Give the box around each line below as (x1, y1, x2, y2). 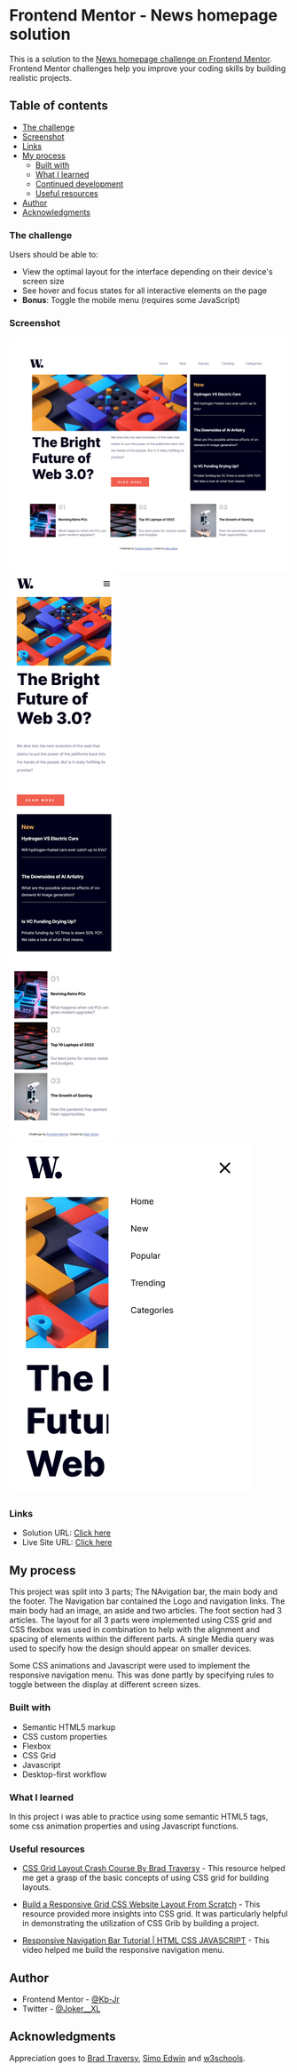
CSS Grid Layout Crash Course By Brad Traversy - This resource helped (21, 1863, 285, 1874)
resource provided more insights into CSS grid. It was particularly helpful (21, 1909, 288, 1919)
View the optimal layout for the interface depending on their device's (21, 267, 273, 277)
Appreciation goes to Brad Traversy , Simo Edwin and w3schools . (9, 2052, 246, 2063)
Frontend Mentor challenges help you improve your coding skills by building (9, 63, 286, 74)
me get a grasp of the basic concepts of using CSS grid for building (21, 1872, 269, 1884)
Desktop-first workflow (21, 1769, 107, 1780)
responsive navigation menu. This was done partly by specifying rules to (9, 1670, 275, 1680)
